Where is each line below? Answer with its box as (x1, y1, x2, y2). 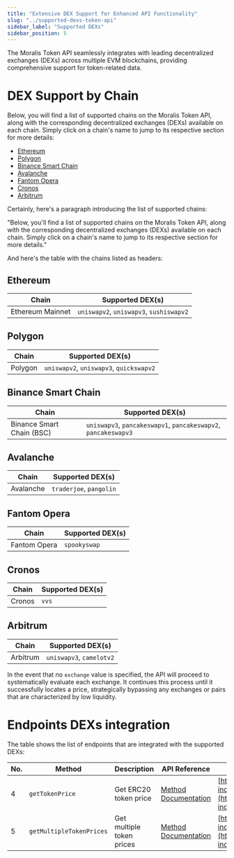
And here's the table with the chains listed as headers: (7, 254, 163, 262)
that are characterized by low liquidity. (7, 692, 117, 701)
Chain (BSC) (10, 428, 52, 437)
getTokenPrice (29, 790, 76, 797)
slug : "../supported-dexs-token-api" (7, 17, 117, 24)
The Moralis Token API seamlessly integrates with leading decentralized (7, 49, 214, 57)
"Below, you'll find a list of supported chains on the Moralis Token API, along (7, 218, 226, 227)
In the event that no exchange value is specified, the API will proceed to (7, 670, 210, 679)
